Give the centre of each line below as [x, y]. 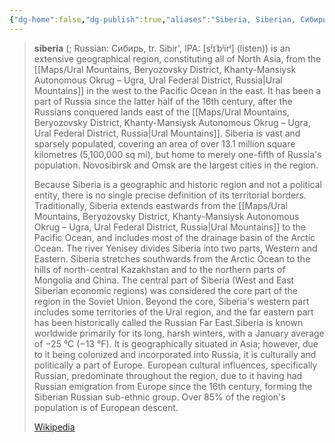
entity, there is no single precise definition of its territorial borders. [170, 195]
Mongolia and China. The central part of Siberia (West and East [164, 280]
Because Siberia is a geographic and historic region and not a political [177, 184]
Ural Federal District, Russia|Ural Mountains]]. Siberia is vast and [167, 133]
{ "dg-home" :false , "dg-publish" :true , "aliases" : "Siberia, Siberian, [153, 19]
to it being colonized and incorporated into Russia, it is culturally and [175, 354]
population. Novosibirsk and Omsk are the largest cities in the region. [176, 165]
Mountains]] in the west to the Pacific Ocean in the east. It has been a [177, 90]
